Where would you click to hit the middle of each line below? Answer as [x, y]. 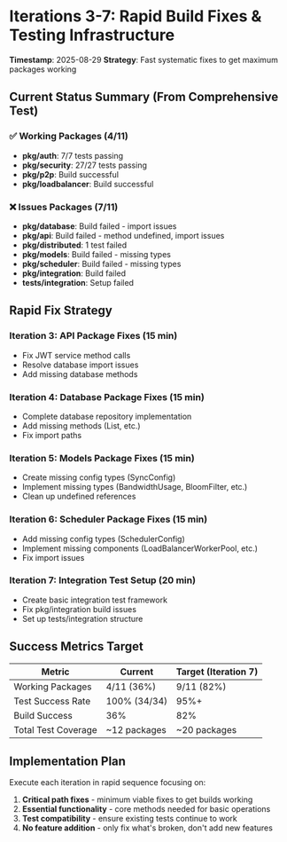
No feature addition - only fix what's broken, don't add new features [147, 828]
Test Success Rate [52, 701]
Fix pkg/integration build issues [79, 609]
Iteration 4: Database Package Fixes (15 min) [107, 397]
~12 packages [136, 729]
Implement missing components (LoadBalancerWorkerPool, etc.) [140, 548]
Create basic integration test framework [95, 600]
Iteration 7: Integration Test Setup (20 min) [103, 580]
